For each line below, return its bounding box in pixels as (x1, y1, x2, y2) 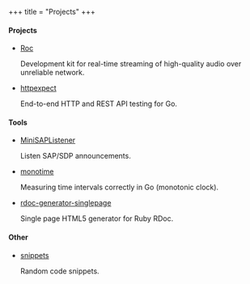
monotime (19, 167, 54, 176)
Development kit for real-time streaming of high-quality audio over (19, 59, 242, 69)
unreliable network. (19, 68, 85, 78)
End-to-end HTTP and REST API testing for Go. (19, 99, 178, 108)
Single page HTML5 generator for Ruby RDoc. (19, 214, 174, 223)
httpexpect (19, 83, 57, 93)
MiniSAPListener (19, 135, 76, 145)
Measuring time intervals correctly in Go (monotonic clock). (19, 182, 219, 193)
